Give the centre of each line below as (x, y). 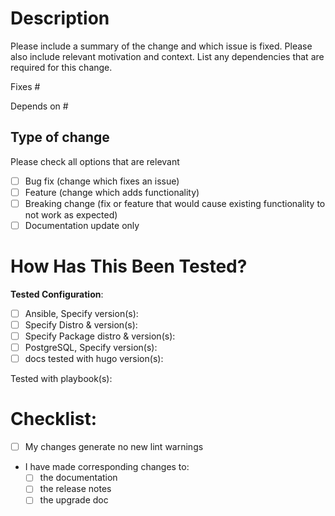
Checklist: (54, 419)
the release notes (75, 489)
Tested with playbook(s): (61, 379)
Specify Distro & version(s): (81, 325)
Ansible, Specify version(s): (81, 313)
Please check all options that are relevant (95, 161)
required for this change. (61, 67)
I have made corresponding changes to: (107, 467)
